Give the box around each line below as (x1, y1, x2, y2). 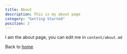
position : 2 (5, 21, 30, 26)
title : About (5, 7, 32, 12)
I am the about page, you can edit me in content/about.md (5, 34, 123, 40)
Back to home (5, 44, 34, 50)
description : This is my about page (5, 12, 81, 17)
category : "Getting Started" (5, 16, 65, 21)
